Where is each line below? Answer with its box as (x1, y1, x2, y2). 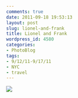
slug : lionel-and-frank (6, 25, 65, 31)
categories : (6, 42, 35, 48)
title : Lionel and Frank (6, 31, 67, 37)
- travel (6, 69, 28, 75)
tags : (6, 53, 19, 59)
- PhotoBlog (6, 48, 35, 53)
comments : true (6, 8, 44, 15)
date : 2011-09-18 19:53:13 (6, 14, 73, 20)
